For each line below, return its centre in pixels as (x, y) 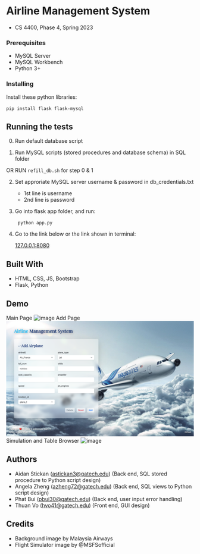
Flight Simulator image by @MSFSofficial (65, 544)
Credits (20, 524)
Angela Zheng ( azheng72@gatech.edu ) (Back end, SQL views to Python (103, 486)
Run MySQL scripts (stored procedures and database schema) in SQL (100, 152)
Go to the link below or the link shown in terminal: (75, 234)
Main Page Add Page (43, 318)
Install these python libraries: (42, 97)
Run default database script (49, 141)
